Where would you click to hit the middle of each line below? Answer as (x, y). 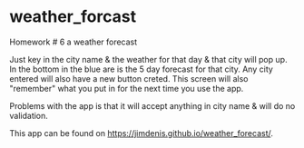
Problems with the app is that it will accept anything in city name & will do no (152, 105)
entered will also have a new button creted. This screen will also (129, 78)
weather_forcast (73, 17)
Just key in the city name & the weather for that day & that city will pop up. (148, 59)
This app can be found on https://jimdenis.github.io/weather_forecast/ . (142, 133)
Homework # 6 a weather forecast (74, 42)
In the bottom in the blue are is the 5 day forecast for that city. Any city (142, 69)
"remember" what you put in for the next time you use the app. (127, 88)
